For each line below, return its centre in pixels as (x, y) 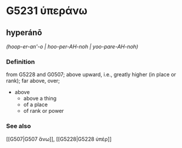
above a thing (40, 99)
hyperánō (24, 33)
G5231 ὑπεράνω (47, 11)
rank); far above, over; (33, 81)
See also (18, 126)
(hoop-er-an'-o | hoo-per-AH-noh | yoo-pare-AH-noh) (72, 46)
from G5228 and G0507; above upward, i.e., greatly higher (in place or (91, 75)
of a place (36, 105)
